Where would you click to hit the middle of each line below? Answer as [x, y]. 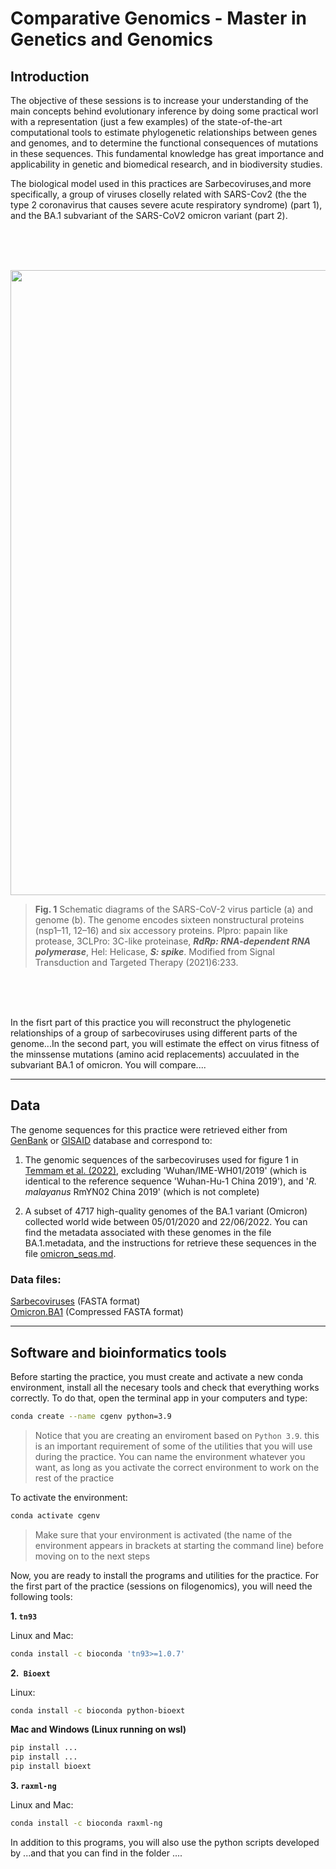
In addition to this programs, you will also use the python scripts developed [165, 1842]
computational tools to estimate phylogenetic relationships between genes [164, 132]
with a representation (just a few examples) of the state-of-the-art [146, 121]
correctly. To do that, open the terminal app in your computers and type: [159, 1398]
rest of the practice [74, 1478]
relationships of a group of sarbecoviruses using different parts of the [154, 1033]
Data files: [36, 1279]
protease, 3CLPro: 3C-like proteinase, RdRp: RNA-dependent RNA [173, 941]
